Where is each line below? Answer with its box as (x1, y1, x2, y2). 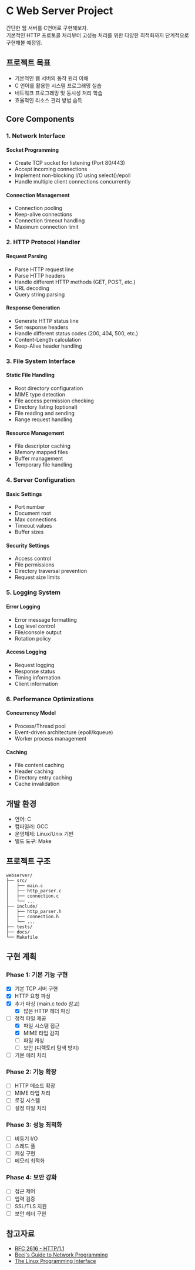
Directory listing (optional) (14, 403, 78, 410)
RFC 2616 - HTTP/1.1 (14, 1245, 65, 1252)
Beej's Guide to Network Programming (14, 1251, 108, 1258)
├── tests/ (6, 924, 33, 930)
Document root (14, 510, 52, 517)
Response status (14, 668, 56, 675)
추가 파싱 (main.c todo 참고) (14, 1000, 80, 1007)
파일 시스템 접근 (23, 1022, 60, 1029)
